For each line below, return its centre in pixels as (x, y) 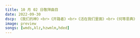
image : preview (21, 23)
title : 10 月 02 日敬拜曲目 (32, 10)
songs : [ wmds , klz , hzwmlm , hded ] (37, 28)
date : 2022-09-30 (23, 14)
